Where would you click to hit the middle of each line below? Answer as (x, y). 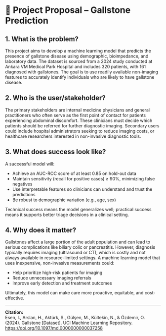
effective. (15, 298)
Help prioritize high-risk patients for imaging (57, 273)
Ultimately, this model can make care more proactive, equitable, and (74, 293)
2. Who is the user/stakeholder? (56, 98)
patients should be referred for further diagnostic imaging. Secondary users (82, 125)
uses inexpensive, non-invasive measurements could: (60, 263)
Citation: (14, 312)
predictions (24, 194)
